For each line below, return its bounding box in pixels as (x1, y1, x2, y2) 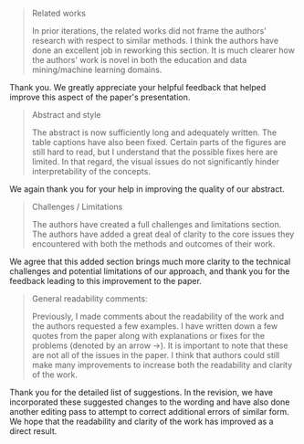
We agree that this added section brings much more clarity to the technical (9, 256, 291, 267)
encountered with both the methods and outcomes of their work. (31, 238, 276, 249)
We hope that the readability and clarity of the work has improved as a (9, 416, 274, 427)
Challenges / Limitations (31, 201, 123, 212)
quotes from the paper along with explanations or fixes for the (31, 331, 266, 341)
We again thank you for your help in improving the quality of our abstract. (9, 184, 285, 195)
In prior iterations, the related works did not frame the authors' (31, 26, 267, 36)
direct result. (9, 426, 58, 437)
